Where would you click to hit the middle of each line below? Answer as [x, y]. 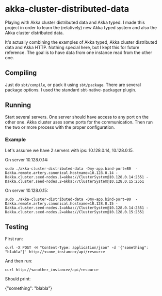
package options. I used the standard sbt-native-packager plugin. [71, 90]
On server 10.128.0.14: [27, 159]
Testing [17, 227]
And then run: [19, 261]
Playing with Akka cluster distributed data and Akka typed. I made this [75, 22]
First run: [14, 239]
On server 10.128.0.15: [27, 190]
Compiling [21, 73]
